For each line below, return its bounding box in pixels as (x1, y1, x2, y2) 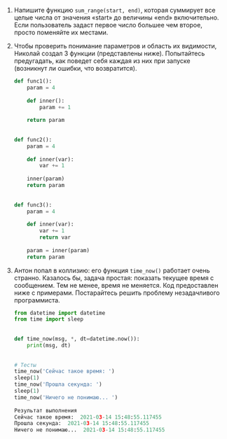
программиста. (13, 295, 61, 304)
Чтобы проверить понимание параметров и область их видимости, (13, 42, 217, 50)
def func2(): (13, 136, 53, 143)
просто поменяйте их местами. (13, 28, 109, 36)
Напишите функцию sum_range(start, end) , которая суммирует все (13, 6, 216, 14)
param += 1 (39, 104, 71, 111)
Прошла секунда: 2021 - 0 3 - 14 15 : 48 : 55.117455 (13, 420, 149, 427)
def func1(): (13, 78, 53, 85)
